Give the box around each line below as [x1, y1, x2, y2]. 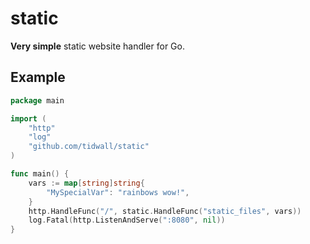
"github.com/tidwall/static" [28, 142, 150, 152]
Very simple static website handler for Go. [10, 40, 185, 52]
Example [10, 69, 66, 86]
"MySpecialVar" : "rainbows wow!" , [46, 187, 190, 197]
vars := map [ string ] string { [28, 178, 145, 188]
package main [10, 95, 65, 106]
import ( [10, 113, 47, 124]
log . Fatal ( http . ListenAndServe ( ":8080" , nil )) [28, 215, 226, 226]
